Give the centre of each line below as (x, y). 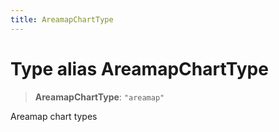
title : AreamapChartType (62, 19)
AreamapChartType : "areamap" (99, 97)
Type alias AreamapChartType (139, 68)
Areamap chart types (54, 116)
